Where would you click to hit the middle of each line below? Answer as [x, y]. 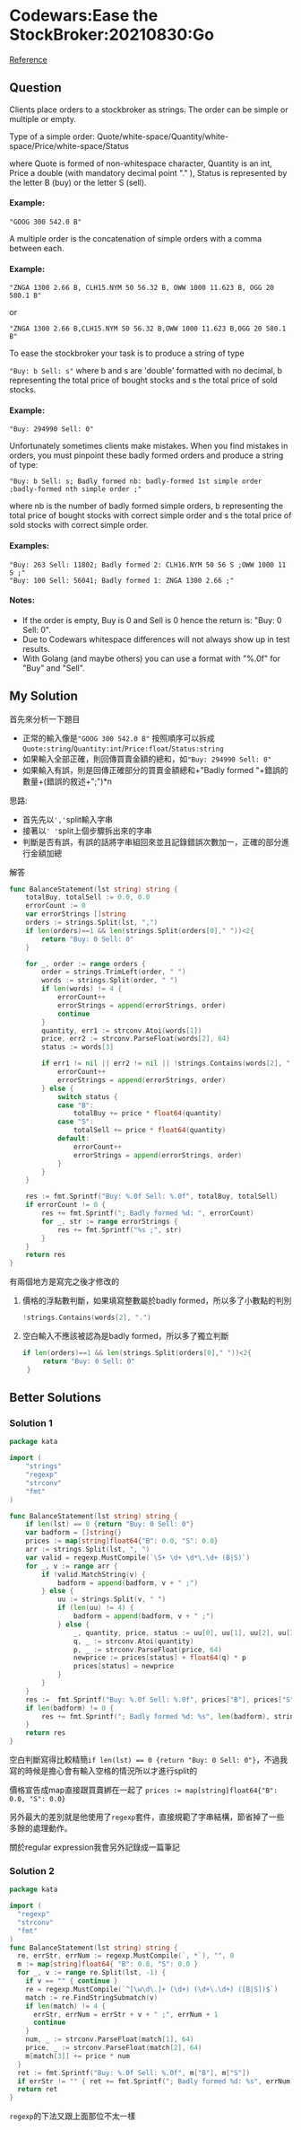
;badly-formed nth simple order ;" [76, 489]
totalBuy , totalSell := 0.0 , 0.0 [88, 898]
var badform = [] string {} [74, 1533]
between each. [37, 248]
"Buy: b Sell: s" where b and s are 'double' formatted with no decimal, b [146, 371]
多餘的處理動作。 [41, 1828]
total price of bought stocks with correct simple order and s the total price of [150, 515]
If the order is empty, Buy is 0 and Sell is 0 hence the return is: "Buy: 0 [152, 620]
